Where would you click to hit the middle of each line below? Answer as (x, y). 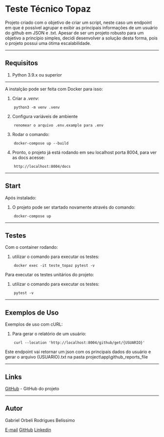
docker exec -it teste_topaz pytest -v (54, 266)
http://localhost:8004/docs (42, 166)
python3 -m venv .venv (37, 107)
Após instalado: (21, 198)
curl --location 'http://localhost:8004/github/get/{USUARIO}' (80, 343)
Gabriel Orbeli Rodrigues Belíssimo (40, 420)
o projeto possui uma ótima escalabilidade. (48, 43)
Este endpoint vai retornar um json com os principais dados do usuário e (78, 352)
